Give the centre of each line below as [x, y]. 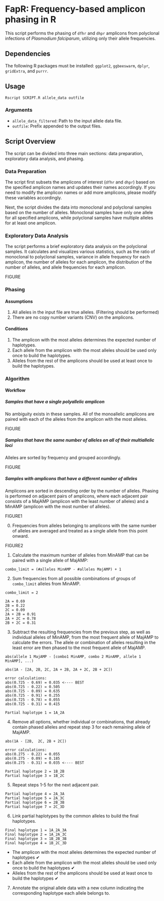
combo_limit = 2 [22, 593]
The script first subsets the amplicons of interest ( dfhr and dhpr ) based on [80, 182]
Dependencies [28, 54]
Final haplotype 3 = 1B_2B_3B [36, 839]
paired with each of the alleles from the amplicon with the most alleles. [76, 419]
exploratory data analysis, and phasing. [45, 158]
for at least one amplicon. [31, 223]
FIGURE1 [14, 516]
